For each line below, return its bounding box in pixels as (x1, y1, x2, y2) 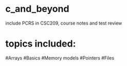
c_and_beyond (5, 3, 69, 15)
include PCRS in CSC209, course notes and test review (5, 20, 122, 26)
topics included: (5, 38, 76, 50)
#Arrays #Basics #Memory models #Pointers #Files (5, 55, 115, 61)
